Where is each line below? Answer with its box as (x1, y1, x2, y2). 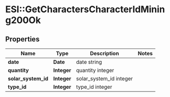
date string (76, 59, 102, 65)
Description (90, 50, 119, 57)
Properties (5, 35, 40, 43)
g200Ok (5, 14, 41, 26)
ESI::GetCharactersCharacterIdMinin (5, 4, 165, 15)
